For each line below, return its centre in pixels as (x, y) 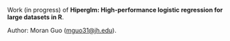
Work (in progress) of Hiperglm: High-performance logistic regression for (115, 10)
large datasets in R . (36, 17)
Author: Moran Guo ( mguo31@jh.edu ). (62, 30)
